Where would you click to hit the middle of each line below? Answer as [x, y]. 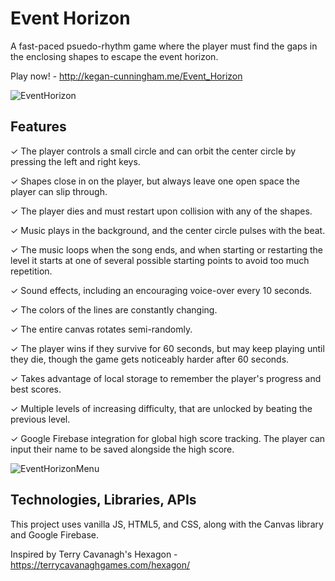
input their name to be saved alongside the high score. [122, 449]
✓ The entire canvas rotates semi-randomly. [101, 329]
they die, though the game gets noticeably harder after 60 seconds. [150, 359]
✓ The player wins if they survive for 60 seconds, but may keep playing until [167, 348]
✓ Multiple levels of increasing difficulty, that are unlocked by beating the [161, 408]
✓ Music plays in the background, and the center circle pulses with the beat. [168, 230]
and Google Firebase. [54, 534]
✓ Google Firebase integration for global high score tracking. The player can [168, 438]
